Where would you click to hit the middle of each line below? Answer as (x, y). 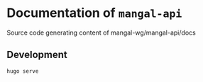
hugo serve (23, 71)
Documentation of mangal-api (94, 13)
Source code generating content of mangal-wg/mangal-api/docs (101, 33)
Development (37, 55)
